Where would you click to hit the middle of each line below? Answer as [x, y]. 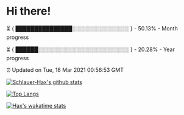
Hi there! [29, 11]
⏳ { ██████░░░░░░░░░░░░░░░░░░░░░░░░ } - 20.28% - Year [90, 49]
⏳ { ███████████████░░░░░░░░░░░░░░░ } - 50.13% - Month [92, 28]
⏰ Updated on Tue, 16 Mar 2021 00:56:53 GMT [65, 70]
